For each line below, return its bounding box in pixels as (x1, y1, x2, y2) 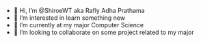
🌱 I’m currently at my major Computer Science (13, 21, 144, 29)
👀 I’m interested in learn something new (13, 14, 125, 22)
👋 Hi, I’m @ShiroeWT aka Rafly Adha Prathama (13, 7, 145, 14)
